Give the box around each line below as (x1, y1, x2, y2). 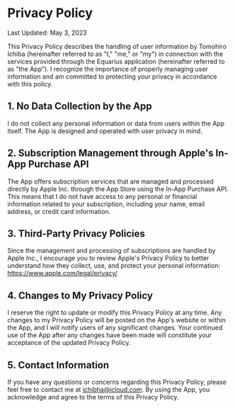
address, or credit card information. (7, 207, 111, 215)
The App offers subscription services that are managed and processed (7, 177, 214, 186)
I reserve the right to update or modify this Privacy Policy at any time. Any (7, 308, 222, 317)
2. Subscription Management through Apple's (7, 147, 214, 159)
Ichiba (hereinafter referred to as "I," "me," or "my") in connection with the (7, 50, 224, 58)
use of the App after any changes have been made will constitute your (7, 331, 212, 339)
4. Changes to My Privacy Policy (7, 289, 154, 302)
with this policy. (7, 79, 53, 88)
